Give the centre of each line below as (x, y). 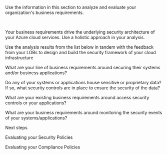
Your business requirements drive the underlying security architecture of (80, 32)
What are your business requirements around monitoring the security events (84, 113)
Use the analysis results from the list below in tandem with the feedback (79, 47)
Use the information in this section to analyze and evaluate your (71, 7)
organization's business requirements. (44, 13)
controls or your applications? (36, 103)
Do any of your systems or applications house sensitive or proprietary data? (83, 83)
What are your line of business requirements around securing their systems (83, 67)
